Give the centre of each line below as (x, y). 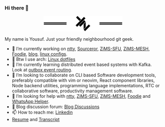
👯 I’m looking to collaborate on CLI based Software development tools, (84, 75)
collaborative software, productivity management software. (73, 91)
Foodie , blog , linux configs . (40, 54)
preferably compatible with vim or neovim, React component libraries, (83, 80)
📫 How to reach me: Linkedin (42, 112)
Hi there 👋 (17, 8)
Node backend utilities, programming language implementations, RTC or (86, 85)
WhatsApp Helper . (31, 101)
